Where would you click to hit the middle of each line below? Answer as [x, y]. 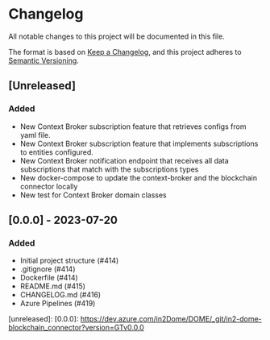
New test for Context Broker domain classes [93, 195]
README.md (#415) [53, 286]
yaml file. [35, 135]
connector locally [49, 186]
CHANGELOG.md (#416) [60, 295]
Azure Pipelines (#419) [58, 304]
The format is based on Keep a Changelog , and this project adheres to [125, 52]
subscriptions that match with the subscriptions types [109, 169]
